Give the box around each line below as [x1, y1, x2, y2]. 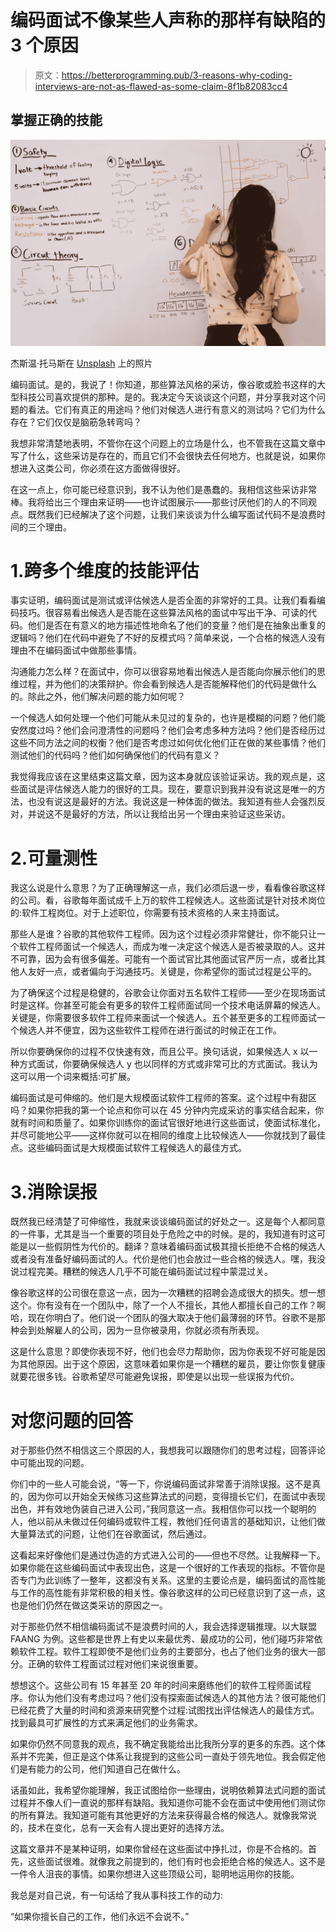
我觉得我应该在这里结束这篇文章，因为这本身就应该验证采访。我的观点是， [10, 771, 317, 783]
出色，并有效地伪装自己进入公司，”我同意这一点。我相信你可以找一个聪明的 [10, 1503, 317, 1515]
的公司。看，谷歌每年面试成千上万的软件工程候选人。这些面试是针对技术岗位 [10, 894, 326, 906]
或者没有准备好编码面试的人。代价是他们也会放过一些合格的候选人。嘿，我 [10, 1253, 317, 1265]
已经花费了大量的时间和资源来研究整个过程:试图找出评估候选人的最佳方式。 [10, 1704, 320, 1716]
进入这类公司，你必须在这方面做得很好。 [18, 462, 186, 474]
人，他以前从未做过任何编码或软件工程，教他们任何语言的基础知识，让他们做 [10, 1516, 326, 1528]
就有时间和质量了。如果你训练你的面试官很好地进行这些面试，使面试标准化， [10, 1117, 326, 1129]
